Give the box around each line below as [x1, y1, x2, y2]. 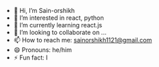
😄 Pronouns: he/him [13, 46, 72, 54]
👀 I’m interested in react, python [13, 14, 104, 22]
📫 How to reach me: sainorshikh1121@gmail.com [13, 36, 152, 44]
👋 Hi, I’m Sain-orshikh [13, 7, 75, 14]
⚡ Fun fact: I [13, 53, 48, 62]
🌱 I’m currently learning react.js [13, 21, 103, 29]
